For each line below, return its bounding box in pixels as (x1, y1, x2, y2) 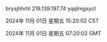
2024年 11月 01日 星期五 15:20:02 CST (5, 17, 99, 24)
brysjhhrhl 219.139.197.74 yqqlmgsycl (5, 5, 96, 12)
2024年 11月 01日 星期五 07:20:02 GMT (5, 30, 102, 37)
